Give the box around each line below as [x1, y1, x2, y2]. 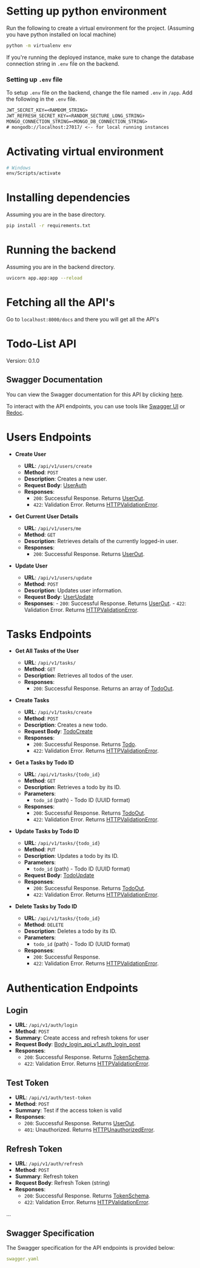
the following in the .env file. [6, 95, 77, 103]
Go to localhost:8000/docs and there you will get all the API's [6, 315, 159, 323]
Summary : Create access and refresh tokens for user [15, 1034, 149, 1041]
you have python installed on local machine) [6, 30, 116, 38]
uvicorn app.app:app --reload [6, 275, 83, 281]
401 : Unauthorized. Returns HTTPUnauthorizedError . [24, 1126, 155, 1134]
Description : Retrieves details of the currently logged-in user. [24, 537, 178, 544]
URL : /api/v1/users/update [24, 574, 93, 581]
